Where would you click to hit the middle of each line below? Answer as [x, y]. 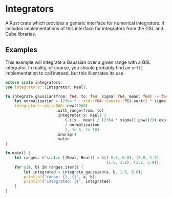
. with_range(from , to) [80, 111]
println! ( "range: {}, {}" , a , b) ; [60, 177]
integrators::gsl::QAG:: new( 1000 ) [51, 106]
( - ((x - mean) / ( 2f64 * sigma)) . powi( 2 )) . [112, 120]
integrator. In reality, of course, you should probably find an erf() [74, 67]
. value [63, 139]
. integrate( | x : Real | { [81, 115]
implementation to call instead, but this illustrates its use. [65, 73]
